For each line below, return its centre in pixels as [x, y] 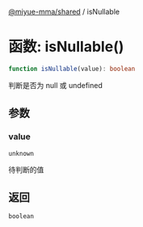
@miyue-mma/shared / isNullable [64, 12]
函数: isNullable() [66, 47]
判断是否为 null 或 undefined [56, 85]
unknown [21, 153]
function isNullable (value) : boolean [72, 69]
